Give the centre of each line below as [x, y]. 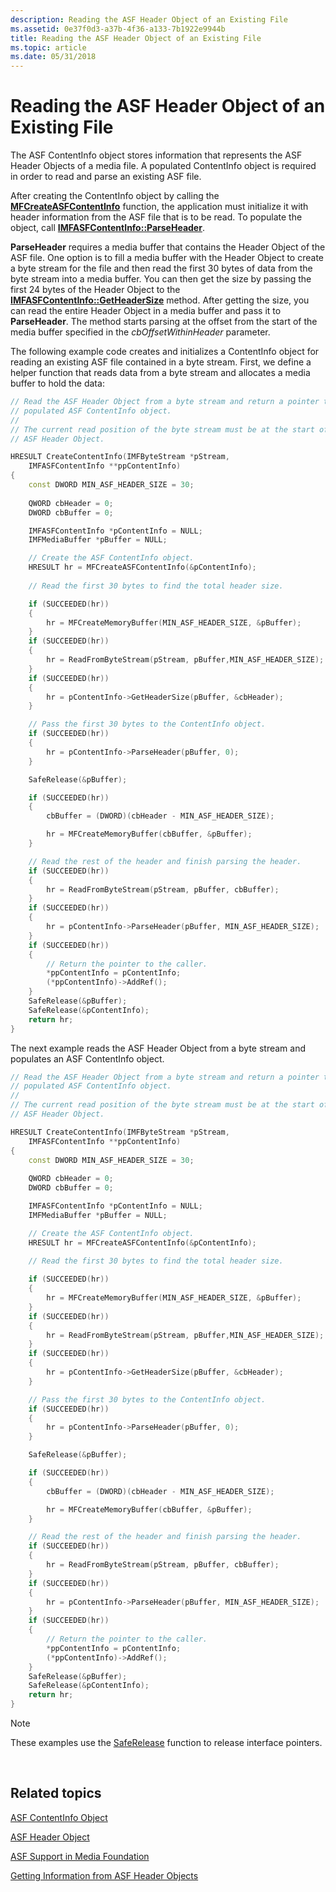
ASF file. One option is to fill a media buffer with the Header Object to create [167, 258]
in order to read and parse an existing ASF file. [106, 177]
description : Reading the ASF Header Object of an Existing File [149, 19]
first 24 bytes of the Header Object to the [95, 290]
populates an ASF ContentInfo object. [87, 1058]
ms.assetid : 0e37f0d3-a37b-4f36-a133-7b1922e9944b [118, 29]
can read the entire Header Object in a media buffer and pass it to [146, 311]
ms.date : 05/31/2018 [53, 57]
